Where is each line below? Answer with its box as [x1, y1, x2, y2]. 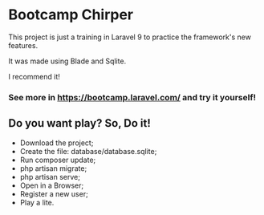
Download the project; [19, 138, 94, 148]
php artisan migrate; [19, 163, 87, 173]
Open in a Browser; [19, 181, 84, 190]
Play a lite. [19, 197, 55, 207]
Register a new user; [19, 189, 88, 198]
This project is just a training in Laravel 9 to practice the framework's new [8, 32, 251, 42]
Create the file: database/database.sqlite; [19, 146, 157, 156]
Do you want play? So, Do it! [8, 116, 151, 130]
